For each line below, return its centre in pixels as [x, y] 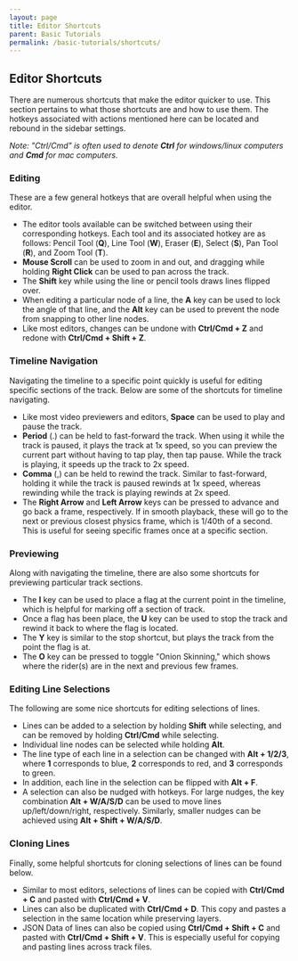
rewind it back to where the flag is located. [100, 628]
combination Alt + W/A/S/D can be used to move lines [122, 801]
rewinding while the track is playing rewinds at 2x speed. [126, 492]
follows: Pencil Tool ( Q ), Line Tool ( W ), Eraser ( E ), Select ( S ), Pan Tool [150, 243]
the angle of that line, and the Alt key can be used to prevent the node [151, 309]
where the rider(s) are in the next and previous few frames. [130, 666]
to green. [39, 773]
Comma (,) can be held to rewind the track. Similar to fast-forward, [145, 473]
